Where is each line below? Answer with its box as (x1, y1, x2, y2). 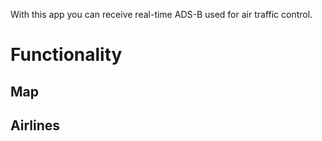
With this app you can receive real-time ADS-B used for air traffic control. (10, 9, 313, 20)
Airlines (10, 117, 61, 134)
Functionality (10, 44, 123, 66)
